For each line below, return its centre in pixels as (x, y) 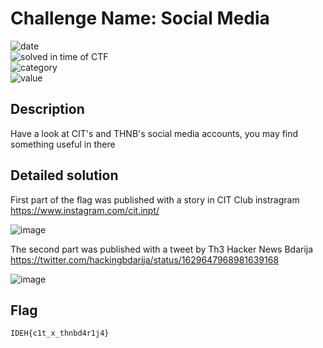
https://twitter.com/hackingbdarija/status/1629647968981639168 (145, 259)
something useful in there (63, 144)
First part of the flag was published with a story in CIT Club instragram (155, 199)
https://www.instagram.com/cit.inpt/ (85, 210)
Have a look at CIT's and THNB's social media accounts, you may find (154, 133)
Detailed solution (64, 175)
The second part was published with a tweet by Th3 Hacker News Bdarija (162, 249)
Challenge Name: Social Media (140, 18)
